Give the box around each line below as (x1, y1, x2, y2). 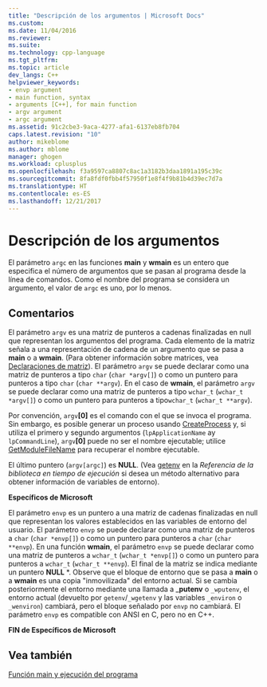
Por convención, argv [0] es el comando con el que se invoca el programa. (8, 411, 252, 420)
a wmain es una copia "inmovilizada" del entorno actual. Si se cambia (8, 576, 238, 586)
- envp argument (8, 85, 62, 94)
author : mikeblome (8, 137, 69, 146)
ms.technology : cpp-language (8, 49, 105, 57)
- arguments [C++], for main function (8, 101, 137, 109)
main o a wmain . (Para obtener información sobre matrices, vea (8, 353, 219, 363)
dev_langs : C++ (8, 71, 59, 79)
